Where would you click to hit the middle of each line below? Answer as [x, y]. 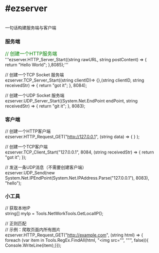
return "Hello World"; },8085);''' [37, 65]
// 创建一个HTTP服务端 [31, 54]
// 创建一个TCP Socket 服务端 [35, 75]
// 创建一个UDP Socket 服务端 [35, 96]
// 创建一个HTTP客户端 [28, 131]
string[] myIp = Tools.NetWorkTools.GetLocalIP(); [54, 213]
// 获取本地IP [18, 208]
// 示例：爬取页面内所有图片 [33, 229]
